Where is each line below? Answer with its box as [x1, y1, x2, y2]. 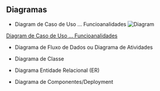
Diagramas [6, 5, 47, 15]
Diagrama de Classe [14, 55, 65, 62]
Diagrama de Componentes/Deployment [14, 78, 114, 85]
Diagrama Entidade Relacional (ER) [14, 67, 100, 74]
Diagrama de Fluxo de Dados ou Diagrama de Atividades [14, 43, 153, 51]
